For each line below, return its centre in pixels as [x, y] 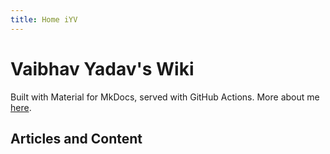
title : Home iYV [44, 19]
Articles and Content [76, 138]
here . [21, 107]
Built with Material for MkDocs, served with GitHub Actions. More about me [165, 97]
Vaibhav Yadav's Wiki [102, 68]
